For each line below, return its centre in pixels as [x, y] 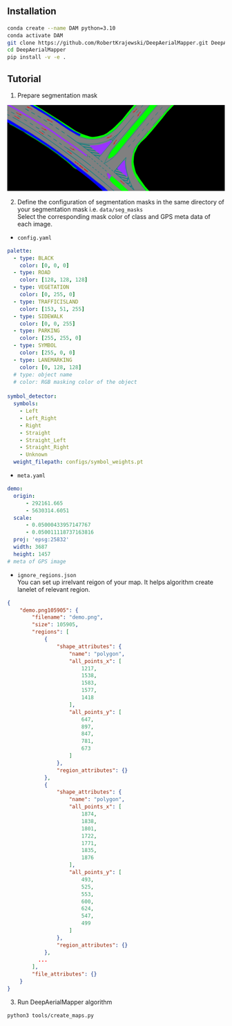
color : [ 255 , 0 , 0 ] [48, 353]
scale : [23, 518]
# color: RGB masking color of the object [75, 382]
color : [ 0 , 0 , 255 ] [48, 324]
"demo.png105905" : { [49, 610]
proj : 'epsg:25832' [41, 540]
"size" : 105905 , [55, 625]
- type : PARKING [37, 331]
